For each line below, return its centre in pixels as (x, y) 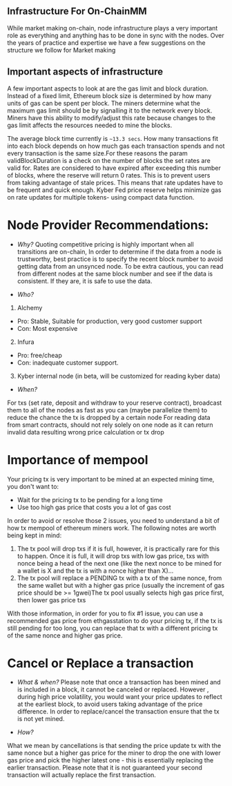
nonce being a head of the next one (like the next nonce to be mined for (119, 563)
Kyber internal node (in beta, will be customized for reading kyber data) (119, 376)
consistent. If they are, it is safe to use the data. (85, 281)
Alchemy (30, 307)
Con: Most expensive (47, 328)
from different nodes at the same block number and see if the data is (115, 274)
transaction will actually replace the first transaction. (82, 775)
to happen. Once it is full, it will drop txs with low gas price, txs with (113, 556)
